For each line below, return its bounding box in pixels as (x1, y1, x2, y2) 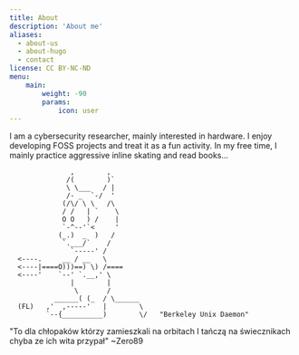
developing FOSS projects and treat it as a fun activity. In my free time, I (9, 140, 278, 151)
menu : (9, 72, 30, 82)
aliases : (9, 30, 43, 39)
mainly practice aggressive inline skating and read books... (9, 150, 229, 161)
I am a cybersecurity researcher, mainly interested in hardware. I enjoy (9, 130, 273, 141)
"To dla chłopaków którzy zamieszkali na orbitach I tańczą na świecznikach (9, 326, 292, 337)
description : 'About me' (9, 22, 103, 31)
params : (42, 97, 71, 107)
